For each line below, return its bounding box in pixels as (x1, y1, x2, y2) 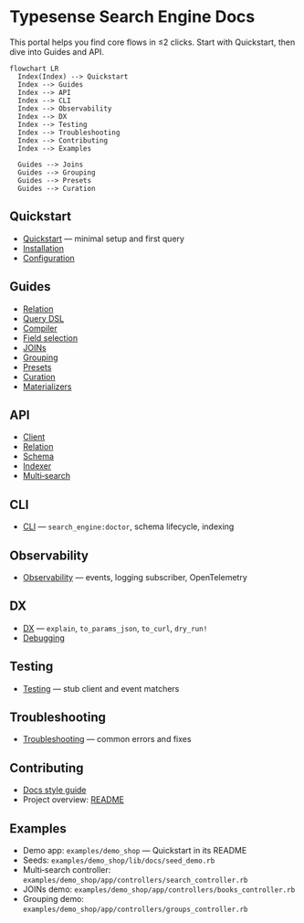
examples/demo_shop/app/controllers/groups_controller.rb (22, 905, 248, 915)
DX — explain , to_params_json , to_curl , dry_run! (22, 622, 208, 633)
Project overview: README (22, 794, 125, 805)
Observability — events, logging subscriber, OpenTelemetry (22, 572, 248, 582)
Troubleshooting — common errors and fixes (22, 734, 192, 745)
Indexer (22, 461, 52, 472)
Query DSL (22, 313, 65, 324)
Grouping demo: (22, 894, 85, 905)
